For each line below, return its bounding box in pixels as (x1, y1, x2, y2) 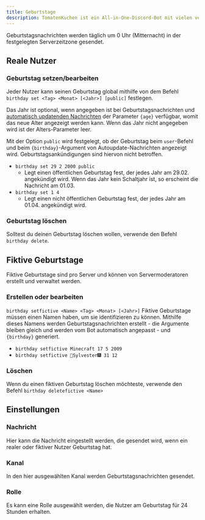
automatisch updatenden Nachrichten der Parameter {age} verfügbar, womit (6, 113, 198, 120)
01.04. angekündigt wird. (24, 201, 87, 209)
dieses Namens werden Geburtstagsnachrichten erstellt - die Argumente (6, 319, 189, 327)
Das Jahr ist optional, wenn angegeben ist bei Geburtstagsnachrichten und (6, 106, 195, 114)
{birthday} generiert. (6, 333, 60, 340)
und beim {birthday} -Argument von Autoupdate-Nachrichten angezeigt (6, 144, 187, 152)
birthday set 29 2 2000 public (15, 163, 95, 170)
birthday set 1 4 (15, 190, 60, 196)
